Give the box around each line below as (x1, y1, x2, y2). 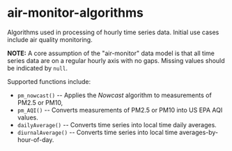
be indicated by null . (7, 64, 68, 72)
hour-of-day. (17, 135, 54, 144)
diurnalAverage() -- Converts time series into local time (17, 128, 178, 136)
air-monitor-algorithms (7, 5, 144, 21)
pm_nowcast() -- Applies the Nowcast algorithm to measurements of (17, 91, 212, 99)
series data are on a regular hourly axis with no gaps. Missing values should (7, 56, 225, 64)
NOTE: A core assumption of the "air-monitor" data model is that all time (7, 49, 215, 57)
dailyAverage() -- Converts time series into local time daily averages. (17, 120, 217, 129)
